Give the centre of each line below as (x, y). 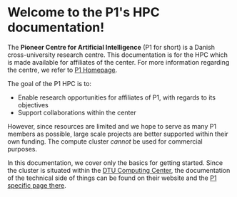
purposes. (22, 149)
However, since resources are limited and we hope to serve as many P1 (112, 126)
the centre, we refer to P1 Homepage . (62, 70)
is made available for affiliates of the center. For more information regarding (118, 62)
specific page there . (37, 185)
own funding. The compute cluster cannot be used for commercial (105, 141)
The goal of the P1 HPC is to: (49, 83)
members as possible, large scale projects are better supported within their (118, 134)
